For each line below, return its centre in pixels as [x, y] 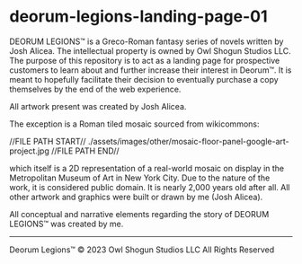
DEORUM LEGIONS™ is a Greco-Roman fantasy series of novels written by [147, 41]
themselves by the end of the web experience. [95, 89]
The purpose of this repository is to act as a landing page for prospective [145, 60]
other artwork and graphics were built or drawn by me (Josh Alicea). [136, 197]
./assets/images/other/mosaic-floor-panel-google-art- [188, 141]
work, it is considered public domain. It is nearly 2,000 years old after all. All [150, 187]
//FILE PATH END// [85, 151]
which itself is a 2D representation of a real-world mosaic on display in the [147, 168]
